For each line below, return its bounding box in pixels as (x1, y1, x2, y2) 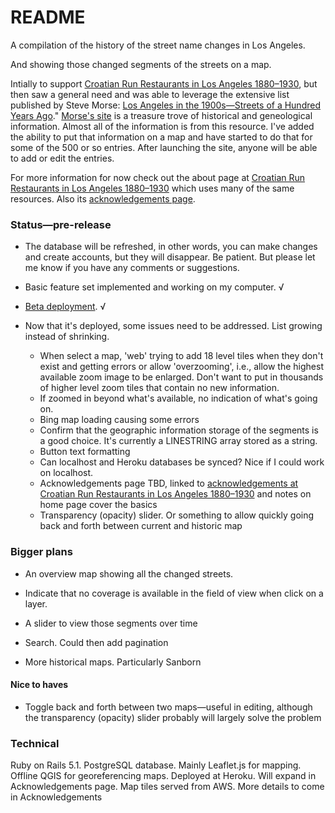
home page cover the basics (39, 499, 158, 511)
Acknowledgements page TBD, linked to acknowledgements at (39, 477, 299, 490)
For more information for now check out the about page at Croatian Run (10, 171, 306, 183)
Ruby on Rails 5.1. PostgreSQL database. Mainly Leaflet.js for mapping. (10, 759, 302, 771)
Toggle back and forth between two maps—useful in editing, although (24, 701, 313, 713)
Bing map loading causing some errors (39, 414, 200, 426)
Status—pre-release (10, 217, 112, 231)
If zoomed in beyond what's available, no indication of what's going (39, 392, 318, 405)
